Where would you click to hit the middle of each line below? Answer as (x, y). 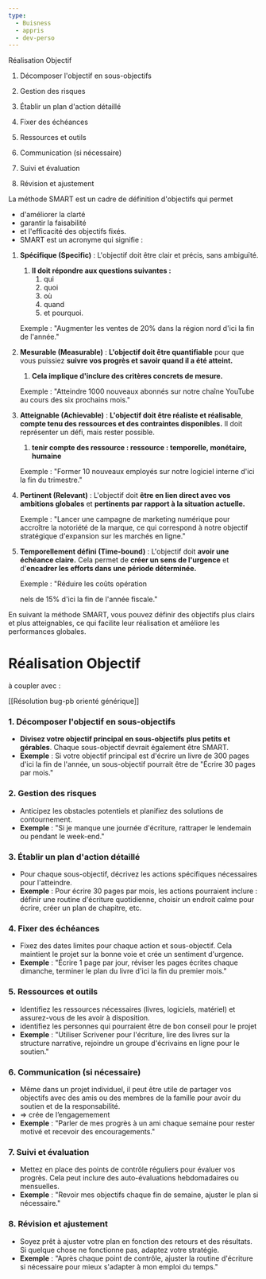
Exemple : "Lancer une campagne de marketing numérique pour (125, 519)
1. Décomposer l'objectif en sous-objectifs (92, 722)
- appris (30, 30)
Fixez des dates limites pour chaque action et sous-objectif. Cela (126, 946)
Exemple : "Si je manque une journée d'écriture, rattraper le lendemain (135, 827)
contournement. (46, 819)
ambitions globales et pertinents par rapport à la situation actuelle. (133, 504)
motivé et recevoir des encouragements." (87, 1131)
